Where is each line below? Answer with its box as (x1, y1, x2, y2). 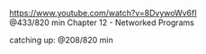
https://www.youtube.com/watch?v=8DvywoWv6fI (9, 8, 197, 18)
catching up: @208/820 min (9, 35, 114, 45)
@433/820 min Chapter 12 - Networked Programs (9, 17, 195, 28)
